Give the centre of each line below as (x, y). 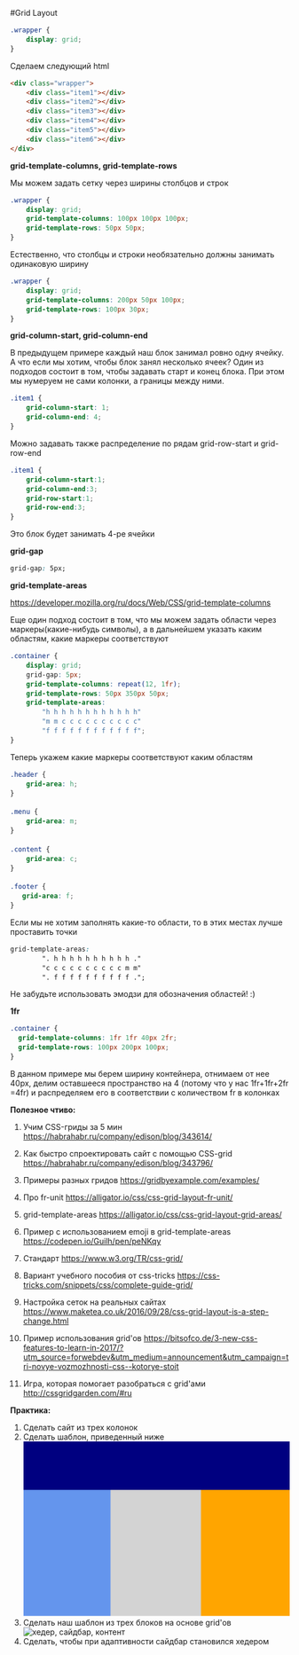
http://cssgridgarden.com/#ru (77, 1392)
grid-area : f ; (48, 896)
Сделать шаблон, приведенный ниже (94, 1437)
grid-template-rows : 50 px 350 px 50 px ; (98, 694)
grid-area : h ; (52, 784)
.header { (28, 774)
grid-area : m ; (52, 821)
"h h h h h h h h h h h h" (92, 712)
